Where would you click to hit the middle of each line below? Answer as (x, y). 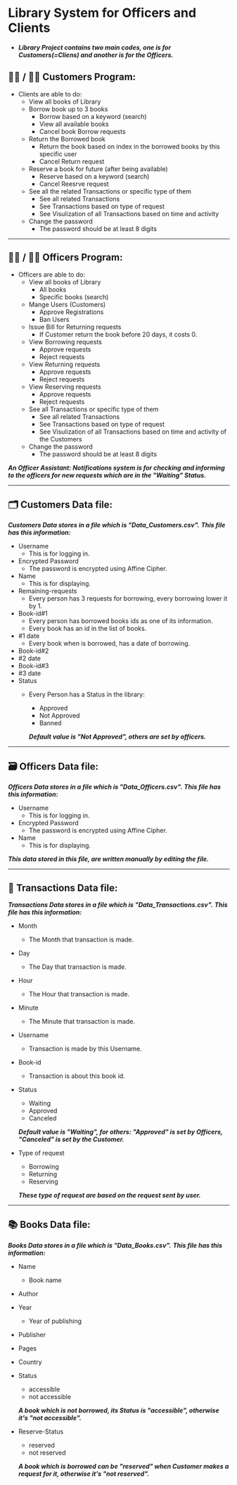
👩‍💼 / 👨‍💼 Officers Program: (65, 257)
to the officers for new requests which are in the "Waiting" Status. (107, 475)
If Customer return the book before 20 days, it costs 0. (118, 334)
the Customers (61, 439)
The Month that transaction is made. (81, 939)
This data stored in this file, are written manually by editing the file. (109, 859)
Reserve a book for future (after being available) (98, 169)
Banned (50, 723)
